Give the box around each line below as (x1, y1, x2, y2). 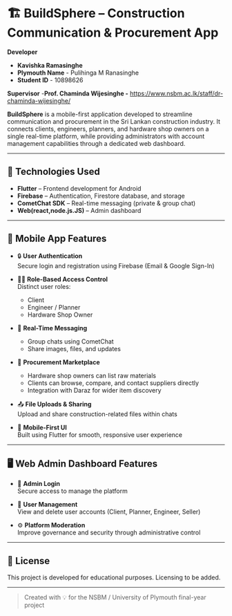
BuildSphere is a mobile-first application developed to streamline (7, 110, 193, 118)
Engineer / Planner (27, 303, 81, 311)
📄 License (7, 554, 50, 567)
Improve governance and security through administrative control (17, 528, 201, 536)
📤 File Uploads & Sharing (17, 400, 92, 408)
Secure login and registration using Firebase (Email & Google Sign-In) (17, 261, 215, 270)
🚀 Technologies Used (7, 166, 100, 178)
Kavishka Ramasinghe (17, 61, 83, 69)
